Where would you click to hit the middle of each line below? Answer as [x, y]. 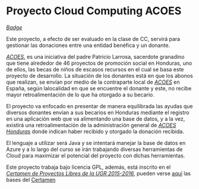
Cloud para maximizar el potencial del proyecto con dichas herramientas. [96, 155]
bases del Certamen [31, 179]
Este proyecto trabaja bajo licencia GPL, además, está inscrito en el [89, 167]
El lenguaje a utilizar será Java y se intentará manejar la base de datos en [96, 143]
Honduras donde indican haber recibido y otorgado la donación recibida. [95, 131]
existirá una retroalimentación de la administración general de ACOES [91, 125]
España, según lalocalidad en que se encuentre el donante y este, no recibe [99, 88]
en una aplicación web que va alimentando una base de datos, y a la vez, [96, 119]
